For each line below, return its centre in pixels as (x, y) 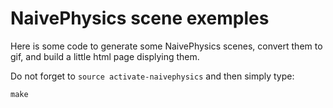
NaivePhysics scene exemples (140, 18)
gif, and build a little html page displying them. (105, 56)
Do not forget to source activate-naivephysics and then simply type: (152, 76)
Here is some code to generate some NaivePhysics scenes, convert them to (166, 46)
